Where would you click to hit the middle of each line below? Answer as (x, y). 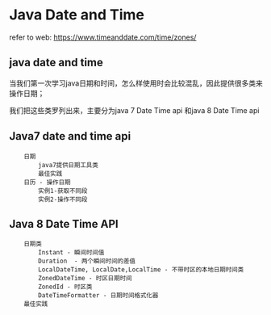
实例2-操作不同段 (63, 199)
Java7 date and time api (70, 136)
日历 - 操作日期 (47, 182)
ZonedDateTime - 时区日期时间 (85, 279)
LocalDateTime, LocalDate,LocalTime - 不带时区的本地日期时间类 (141, 270)
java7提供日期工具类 (69, 165)
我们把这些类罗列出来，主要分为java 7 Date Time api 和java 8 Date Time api (134, 110)
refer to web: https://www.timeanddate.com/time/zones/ (103, 37)
